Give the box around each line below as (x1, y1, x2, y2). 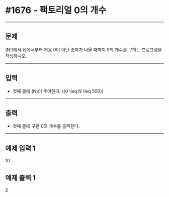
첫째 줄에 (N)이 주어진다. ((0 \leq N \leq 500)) (12, 88, 104, 94)
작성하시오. (5, 53, 27, 59)
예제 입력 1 (5, 144, 36, 152)
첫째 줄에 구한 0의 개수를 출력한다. (12, 123, 80, 129)
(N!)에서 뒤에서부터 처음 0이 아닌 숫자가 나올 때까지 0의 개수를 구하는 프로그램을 (5, 46, 162, 53)
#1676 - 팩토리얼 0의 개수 (5, 5, 107, 16)
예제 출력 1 (5, 173, 36, 182)
